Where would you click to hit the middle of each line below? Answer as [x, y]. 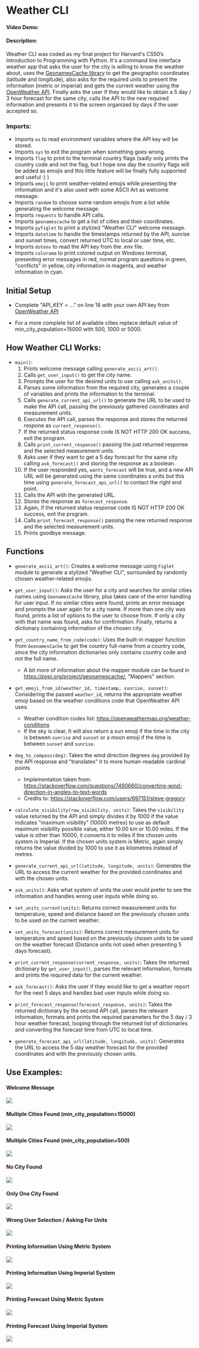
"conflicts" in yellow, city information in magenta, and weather [91, 266]
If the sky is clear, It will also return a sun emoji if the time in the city [107, 731]
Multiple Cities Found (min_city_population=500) [68, 1140]
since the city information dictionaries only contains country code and [100, 652]
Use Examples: [34, 1072]
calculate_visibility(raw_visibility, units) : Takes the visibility [99, 810]
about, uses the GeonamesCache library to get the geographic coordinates [98, 73]
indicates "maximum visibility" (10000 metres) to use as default [92, 822]
